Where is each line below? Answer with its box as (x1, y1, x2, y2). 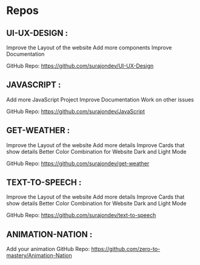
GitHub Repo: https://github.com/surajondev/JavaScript (6, 108, 145, 115)
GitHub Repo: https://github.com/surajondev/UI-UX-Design (6, 62, 154, 69)
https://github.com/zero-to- (90, 246, 161, 253)
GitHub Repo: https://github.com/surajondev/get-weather (6, 159, 150, 167)
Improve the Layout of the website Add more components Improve (6, 44, 172, 51)
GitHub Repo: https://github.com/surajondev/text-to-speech (6, 212, 156, 219)
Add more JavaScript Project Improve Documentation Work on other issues (6, 95, 194, 103)
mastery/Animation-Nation (6, 252, 72, 259)
